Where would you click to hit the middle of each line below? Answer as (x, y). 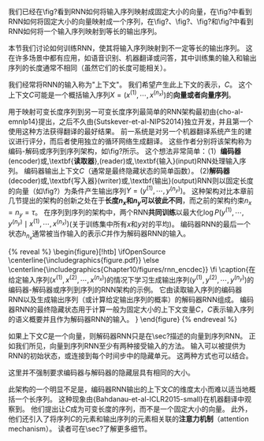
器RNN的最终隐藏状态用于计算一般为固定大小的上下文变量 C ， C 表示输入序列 (131, 309)
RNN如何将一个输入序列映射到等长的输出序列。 (85, 31)
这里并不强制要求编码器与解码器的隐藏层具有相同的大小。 (101, 372)
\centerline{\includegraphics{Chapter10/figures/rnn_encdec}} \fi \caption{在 (132, 270)
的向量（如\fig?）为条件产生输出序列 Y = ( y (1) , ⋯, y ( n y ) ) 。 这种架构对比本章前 (131, 190)
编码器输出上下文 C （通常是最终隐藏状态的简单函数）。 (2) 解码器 (126, 170)
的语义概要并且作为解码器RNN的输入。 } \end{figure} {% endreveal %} (123, 319)
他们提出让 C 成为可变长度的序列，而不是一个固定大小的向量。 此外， (141, 409)
